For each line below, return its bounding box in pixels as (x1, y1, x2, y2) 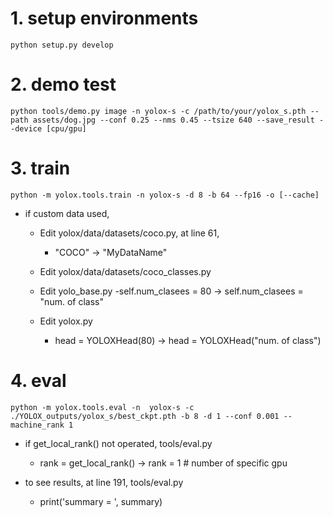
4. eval (10, 370, 67, 392)
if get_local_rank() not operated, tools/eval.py (24, 437, 213, 449)
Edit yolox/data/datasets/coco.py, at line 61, (39, 227, 220, 239)
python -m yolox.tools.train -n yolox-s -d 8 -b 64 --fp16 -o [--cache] (10, 190, 320, 200)
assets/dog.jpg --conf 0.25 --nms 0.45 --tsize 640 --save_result (32, 115, 315, 125)
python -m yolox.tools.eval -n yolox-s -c (10, 402, 195, 412)
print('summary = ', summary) (39, 495, 163, 507)
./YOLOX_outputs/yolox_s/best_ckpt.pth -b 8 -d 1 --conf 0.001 (10, 411, 280, 421)
